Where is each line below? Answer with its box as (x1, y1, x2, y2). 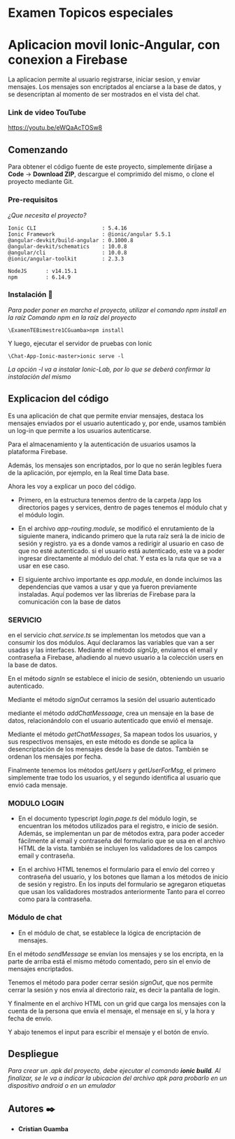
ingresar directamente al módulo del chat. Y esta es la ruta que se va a (17, 554, 222, 562)
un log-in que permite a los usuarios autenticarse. (8, 426, 152, 434)
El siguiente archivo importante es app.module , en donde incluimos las (17, 575, 222, 583)
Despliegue (8, 1048, 59, 1060)
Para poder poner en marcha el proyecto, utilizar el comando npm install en (8, 305, 227, 314)
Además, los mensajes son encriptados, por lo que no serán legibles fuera (8, 461, 222, 469)
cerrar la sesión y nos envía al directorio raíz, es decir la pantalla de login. (8, 985, 220, 994)
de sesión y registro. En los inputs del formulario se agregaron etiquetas (17, 880, 226, 888)
